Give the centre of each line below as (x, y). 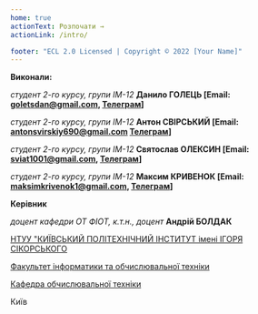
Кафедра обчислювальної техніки (76, 284)
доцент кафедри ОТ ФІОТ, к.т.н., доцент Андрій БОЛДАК (121, 222)
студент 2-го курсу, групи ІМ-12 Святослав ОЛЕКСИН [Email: (130, 149)
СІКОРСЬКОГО (39, 249)
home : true (31, 18)
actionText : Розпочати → (57, 26)
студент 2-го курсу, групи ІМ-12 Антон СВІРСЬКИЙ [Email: (124, 122)
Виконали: (31, 77)
